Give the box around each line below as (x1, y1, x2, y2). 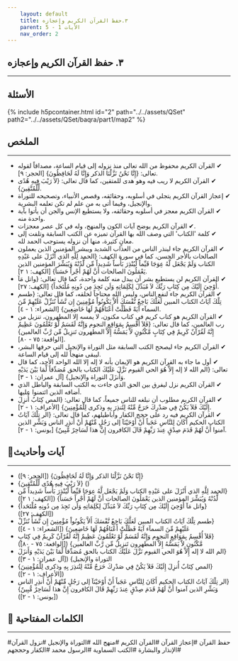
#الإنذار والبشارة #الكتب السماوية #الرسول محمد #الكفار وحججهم (7, 645, 182, 654)
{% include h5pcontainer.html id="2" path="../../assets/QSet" (7, 107, 186, 116)
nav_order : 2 (20, 30, 59, 38)
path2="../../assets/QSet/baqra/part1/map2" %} (7, 115, 146, 124)
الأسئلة (7, 89, 34, 101)
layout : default (20, 10, 69, 18)
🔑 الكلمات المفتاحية (7, 612, 84, 625)
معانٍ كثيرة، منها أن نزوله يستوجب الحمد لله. (17, 236, 134, 245)
